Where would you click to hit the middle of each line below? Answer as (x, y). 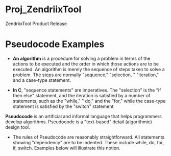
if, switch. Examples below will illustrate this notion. (67, 148)
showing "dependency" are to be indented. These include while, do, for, (88, 142)
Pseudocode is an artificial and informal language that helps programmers (83, 116)
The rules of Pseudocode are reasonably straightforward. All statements (89, 137)
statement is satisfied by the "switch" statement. (64, 106)
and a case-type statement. (42, 80)
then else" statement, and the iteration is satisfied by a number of (81, 95)
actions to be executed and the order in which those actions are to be (86, 64)
